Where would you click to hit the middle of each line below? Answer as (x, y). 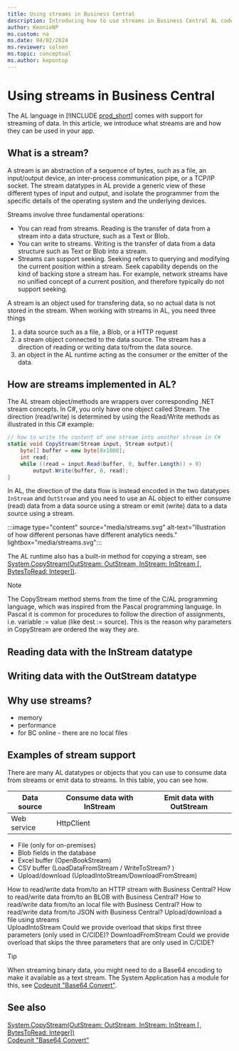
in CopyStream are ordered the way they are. (73, 629)
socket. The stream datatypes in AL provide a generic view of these (107, 186)
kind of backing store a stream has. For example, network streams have (123, 274)
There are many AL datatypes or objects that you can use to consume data (117, 772)
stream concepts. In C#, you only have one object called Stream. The (109, 409)
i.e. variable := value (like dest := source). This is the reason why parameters (119, 622)
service (23, 827)
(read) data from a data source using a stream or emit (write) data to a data (117, 506)
